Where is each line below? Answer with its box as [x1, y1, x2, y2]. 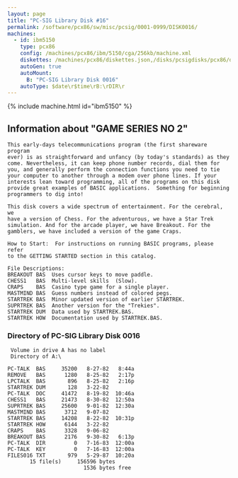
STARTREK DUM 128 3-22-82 [7, 384, 110, 391]
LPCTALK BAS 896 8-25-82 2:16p [7, 378, 135, 385]
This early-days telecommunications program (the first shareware [7, 141, 208, 148]
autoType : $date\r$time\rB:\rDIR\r [20, 83, 125, 90]
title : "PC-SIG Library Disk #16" [7, 17, 110, 24]
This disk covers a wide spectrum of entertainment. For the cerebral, [7, 203, 223, 211]
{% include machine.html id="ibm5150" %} [7, 102, 132, 110]
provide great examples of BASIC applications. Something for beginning [7, 185, 230, 192]
